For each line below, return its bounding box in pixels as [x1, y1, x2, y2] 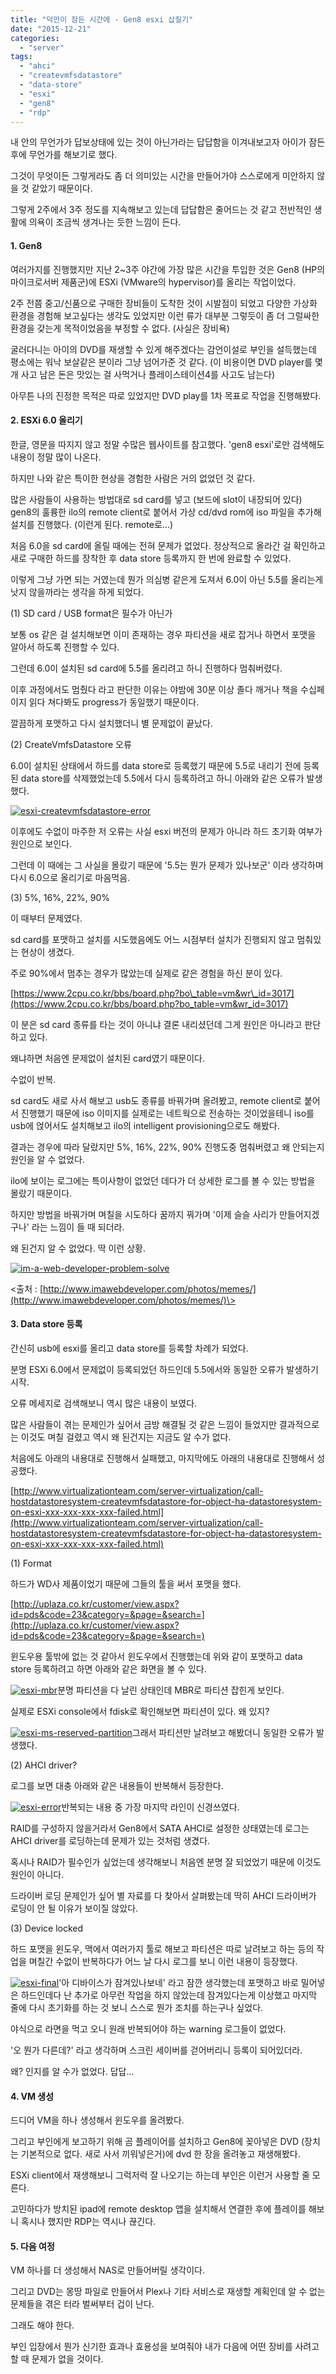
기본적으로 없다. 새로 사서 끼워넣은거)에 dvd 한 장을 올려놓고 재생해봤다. [20, 2148, 301, 2160]
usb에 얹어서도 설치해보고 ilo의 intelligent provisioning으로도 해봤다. [10, 1119, 280, 1131]
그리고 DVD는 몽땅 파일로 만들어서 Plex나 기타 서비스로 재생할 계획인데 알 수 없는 [10, 2286, 326, 2298]
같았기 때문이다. [31, 182, 93, 195]
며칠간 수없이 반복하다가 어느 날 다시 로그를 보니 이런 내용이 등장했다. [28, 1955, 298, 1967]
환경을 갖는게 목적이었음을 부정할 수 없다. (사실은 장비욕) [10, 322, 230, 334]
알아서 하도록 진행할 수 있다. [10, 641, 120, 653]
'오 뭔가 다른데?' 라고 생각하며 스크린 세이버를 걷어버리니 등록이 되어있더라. [10, 2044, 303, 2056]
